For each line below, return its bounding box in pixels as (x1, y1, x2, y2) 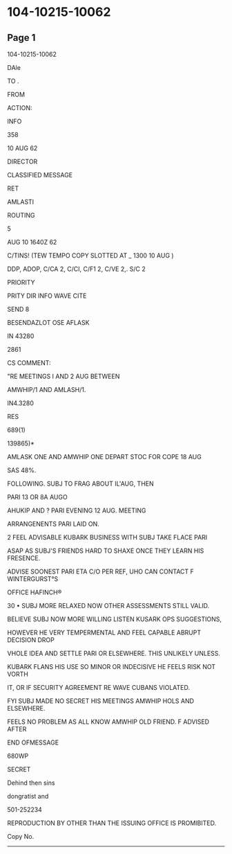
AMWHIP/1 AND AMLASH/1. (7, 386, 86, 393)
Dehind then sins (7, 779, 55, 787)
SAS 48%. (7, 466, 37, 474)
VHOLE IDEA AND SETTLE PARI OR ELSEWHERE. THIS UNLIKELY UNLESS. (7, 649, 221, 657)
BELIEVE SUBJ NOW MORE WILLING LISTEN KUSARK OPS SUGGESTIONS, (7, 615, 222, 623)
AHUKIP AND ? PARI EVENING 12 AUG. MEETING (7, 506, 146, 515)
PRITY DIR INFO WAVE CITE (7, 292, 87, 300)
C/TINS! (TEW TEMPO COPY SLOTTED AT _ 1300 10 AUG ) (7, 251, 174, 260)
